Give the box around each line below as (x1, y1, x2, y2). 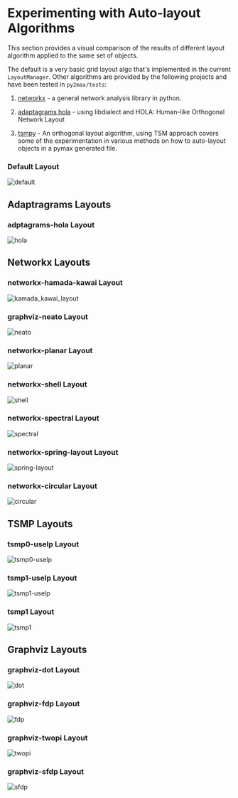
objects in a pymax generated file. (17, 144, 117, 152)
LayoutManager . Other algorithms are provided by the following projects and (7, 72, 227, 81)
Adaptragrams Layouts (7, 198, 112, 210)
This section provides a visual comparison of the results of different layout (7, 43, 225, 52)
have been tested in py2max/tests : (7, 80, 107, 88)
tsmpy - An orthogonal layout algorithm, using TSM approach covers (17, 129, 219, 137)
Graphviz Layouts (7, 644, 87, 656)
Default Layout (7, 161, 60, 171)
